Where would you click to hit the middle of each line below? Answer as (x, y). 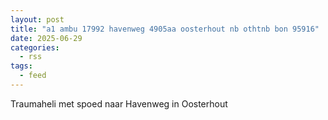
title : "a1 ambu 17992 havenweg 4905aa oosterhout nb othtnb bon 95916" (165, 29)
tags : (21, 66)
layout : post (37, 19)
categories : (35, 47)
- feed (33, 76)
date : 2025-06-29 (46, 38)
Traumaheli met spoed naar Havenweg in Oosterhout (119, 103)
